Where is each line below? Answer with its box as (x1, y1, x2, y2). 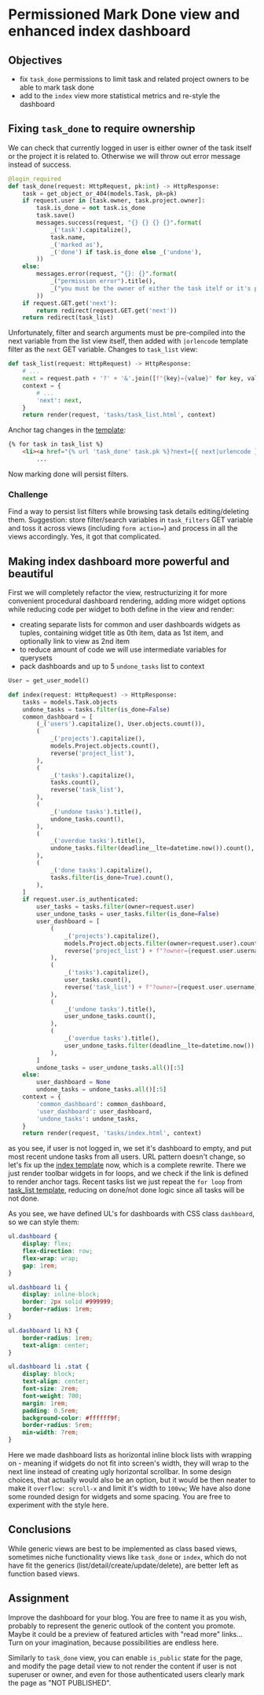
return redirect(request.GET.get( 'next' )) (36, 307, 178, 314)
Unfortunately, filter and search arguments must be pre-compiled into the (8, 328, 246, 337)
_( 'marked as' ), (49, 241, 104, 248)
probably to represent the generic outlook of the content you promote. (8, 1621, 236, 1631)
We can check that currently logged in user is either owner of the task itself (8, 143, 252, 153)
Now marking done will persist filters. (8, 469, 129, 479)
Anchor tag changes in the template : (8, 425, 126, 435)
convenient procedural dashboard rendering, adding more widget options (8, 596, 246, 606)
